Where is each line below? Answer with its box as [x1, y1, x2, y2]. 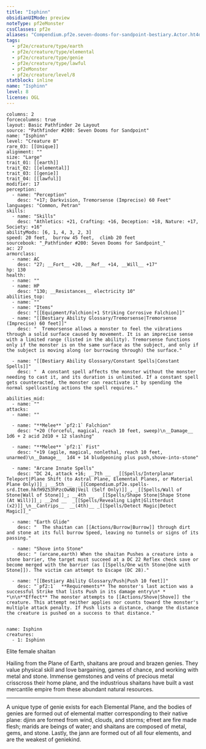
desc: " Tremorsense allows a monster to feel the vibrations [17, 325, 183, 332]
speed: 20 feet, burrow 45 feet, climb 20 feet [6, 234, 136, 241]
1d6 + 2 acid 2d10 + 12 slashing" [6, 433, 95, 439]
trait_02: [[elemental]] [6, 165, 70, 171]
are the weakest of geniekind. [6, 736, 82, 743]
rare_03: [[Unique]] [6, 143, 59, 150]
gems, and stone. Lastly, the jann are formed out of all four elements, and [6, 729, 192, 736]
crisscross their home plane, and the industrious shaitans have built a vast [6, 679, 194, 686]
